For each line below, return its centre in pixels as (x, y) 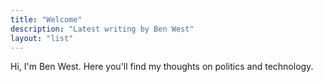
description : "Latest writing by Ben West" (102, 29)
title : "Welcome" (46, 19)
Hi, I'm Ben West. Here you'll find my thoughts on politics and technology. (162, 67)
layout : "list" (42, 38)
